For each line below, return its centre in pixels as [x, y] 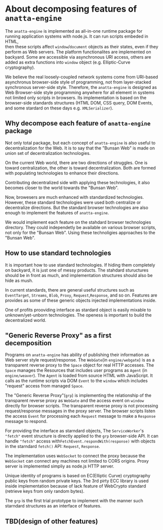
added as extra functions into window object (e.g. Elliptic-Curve [68, 62]
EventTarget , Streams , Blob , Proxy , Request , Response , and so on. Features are [81, 295]
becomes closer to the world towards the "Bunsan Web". [62, 188]
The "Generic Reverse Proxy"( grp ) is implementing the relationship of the [78, 395]
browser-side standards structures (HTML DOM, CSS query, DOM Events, [79, 103]
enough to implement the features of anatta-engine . [57, 212]
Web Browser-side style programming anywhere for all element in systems [80, 92]
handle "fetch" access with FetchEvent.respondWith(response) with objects [80, 441]
